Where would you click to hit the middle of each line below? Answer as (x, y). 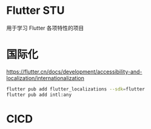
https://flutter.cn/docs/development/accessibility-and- (74, 71)
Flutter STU (35, 11)
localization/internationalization (45, 78)
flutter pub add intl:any (39, 95)
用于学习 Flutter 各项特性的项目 (45, 28)
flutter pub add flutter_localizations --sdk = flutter (76, 89)
